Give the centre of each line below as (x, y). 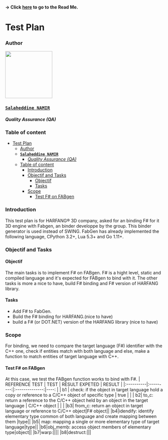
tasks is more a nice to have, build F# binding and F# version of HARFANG (82, 283)
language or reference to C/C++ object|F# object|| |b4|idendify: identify (79, 411)
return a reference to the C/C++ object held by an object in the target (76, 400)
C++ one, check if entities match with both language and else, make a (77, 351)
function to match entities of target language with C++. (62, 357)
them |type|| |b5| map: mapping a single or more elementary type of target (82, 422)
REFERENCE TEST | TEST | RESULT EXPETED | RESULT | (64, 384)
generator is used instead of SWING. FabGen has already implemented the (82, 231)
